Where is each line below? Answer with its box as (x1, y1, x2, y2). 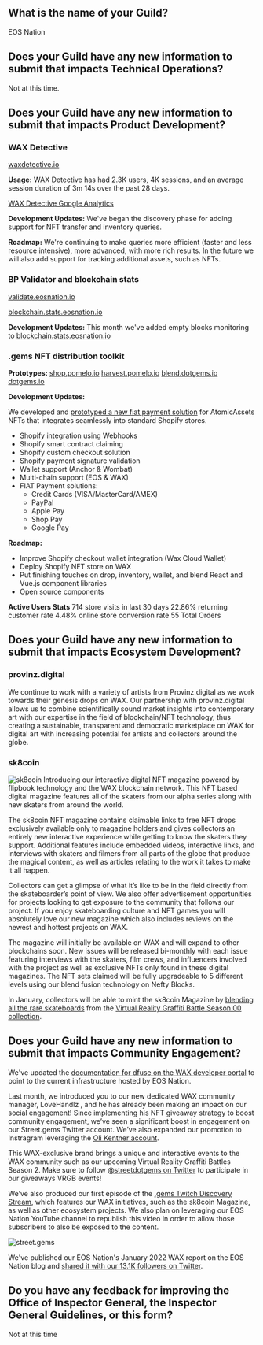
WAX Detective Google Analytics (8, 198, 114, 208)
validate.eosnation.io (8, 291, 76, 302)
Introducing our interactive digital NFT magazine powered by (42, 775, 240, 784)
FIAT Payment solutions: (19, 480, 98, 491)
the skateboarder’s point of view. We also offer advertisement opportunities (8, 889, 253, 899)
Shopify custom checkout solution (19, 447, 131, 457)
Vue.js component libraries (19, 578, 108, 587)
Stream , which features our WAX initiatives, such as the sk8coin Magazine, (8, 1197, 250, 1206)
